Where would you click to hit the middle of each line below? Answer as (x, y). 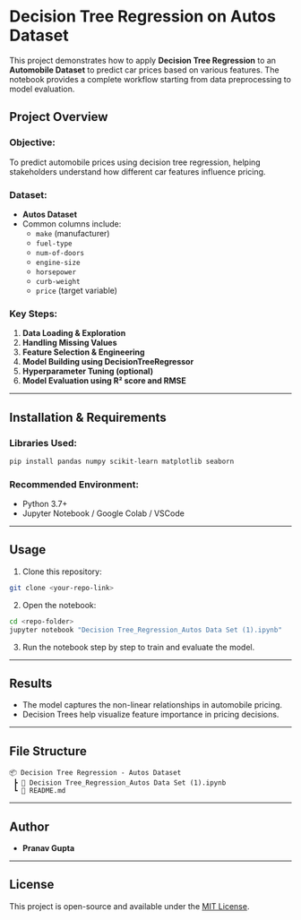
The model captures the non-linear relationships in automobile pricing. (152, 705)
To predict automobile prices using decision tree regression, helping (135, 162)
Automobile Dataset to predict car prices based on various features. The (144, 70)
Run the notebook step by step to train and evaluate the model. (138, 647)
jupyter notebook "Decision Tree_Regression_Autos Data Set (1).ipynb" (146, 630)
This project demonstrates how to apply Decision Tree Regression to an (142, 60)
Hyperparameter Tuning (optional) (88, 371)
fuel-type (54, 244)
